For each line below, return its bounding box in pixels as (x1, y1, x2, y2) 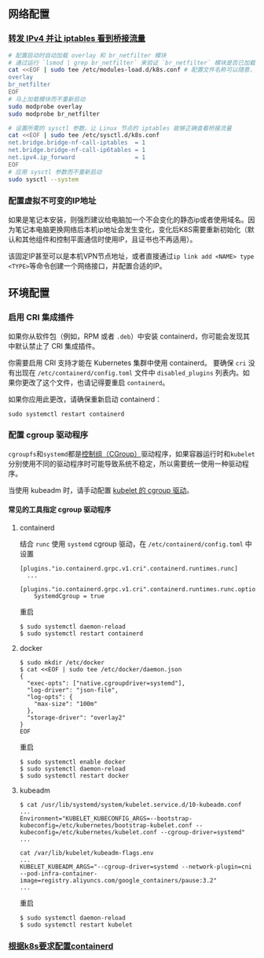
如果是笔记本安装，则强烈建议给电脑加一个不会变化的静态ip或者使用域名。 (8, 215, 248, 224)
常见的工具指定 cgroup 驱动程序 (8, 505, 112, 514)
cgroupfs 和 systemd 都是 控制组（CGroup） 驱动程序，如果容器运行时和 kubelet (8, 449, 255, 458)
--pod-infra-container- (19, 870, 98, 878)
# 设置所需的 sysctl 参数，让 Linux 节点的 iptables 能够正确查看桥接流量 (8, 124, 232, 132)
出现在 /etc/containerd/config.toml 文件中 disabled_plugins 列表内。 (14, 368, 244, 377)
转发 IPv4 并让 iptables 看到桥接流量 (8, 33, 146, 44)
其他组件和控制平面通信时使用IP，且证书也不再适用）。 (21, 235, 197, 244)
